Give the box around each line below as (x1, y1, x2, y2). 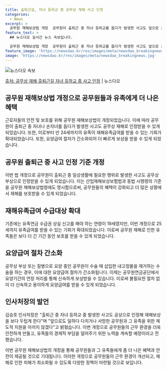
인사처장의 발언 (5, 298, 49, 306)
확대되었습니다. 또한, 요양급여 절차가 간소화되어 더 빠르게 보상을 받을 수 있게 (5, 136, 153, 142)
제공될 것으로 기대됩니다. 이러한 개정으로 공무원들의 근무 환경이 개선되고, (14, 353, 155, 359)
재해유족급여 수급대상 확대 (5, 206, 81, 215)
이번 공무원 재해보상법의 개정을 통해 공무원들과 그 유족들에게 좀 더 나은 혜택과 (5, 347, 155, 353)
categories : (5, 12, 30, 17)
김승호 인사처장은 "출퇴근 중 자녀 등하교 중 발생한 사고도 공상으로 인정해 (5, 311, 144, 317)
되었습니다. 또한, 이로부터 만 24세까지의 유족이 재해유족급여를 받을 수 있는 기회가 (5, 129, 162, 135)
